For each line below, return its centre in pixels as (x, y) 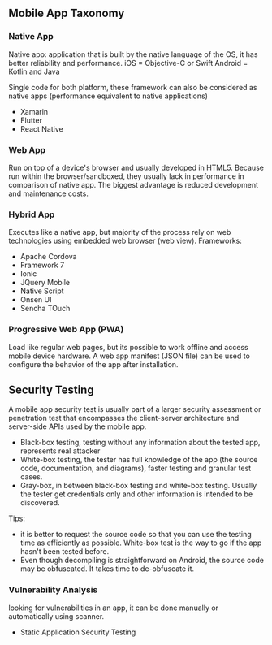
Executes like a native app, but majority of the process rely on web (120, 232)
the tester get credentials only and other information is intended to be (136, 494)
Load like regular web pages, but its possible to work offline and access (129, 347)
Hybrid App (32, 214)
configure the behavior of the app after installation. (93, 364)
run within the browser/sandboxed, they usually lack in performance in (126, 176)
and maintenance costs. (49, 193)
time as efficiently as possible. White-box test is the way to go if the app (141, 543)
